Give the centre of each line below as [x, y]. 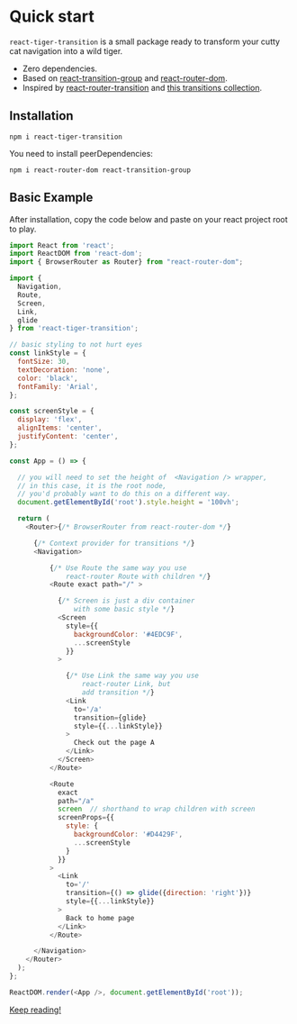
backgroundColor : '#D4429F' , [128, 835]
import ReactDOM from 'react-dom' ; [76, 254]
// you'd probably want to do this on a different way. [124, 494]
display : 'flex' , [50, 420]
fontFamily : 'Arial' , [58, 386]
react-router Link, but [126, 684]
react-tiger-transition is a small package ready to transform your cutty [145, 41]
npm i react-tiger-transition [66, 137]
